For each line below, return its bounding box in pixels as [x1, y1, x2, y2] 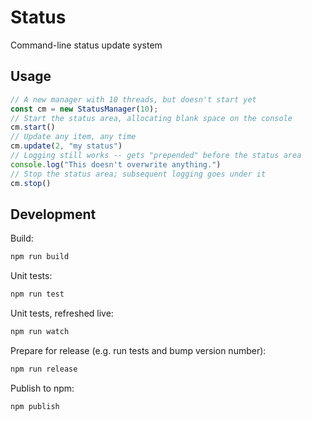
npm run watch [10, 327, 70, 337]
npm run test [10, 289, 65, 300]
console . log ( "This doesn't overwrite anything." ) [10, 159, 222, 170]
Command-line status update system [10, 39, 163, 51]
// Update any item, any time [10, 132, 137, 142]
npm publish [10, 401, 60, 411]
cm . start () [10, 122, 56, 133]
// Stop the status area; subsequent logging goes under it [10, 169, 267, 179]
